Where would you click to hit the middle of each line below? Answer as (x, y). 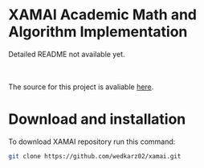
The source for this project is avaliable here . (81, 87)
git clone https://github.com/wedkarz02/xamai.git (95, 156)
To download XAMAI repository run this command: (92, 141)
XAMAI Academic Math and (102, 15)
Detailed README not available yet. (67, 54)
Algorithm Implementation (98, 32)
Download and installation (97, 119)
